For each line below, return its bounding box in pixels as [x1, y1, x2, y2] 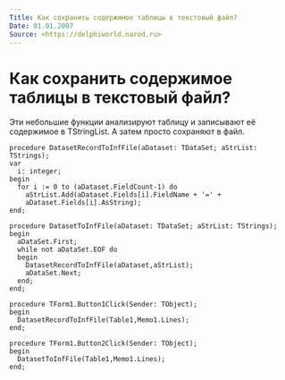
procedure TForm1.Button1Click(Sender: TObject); [9, 300, 198, 309]
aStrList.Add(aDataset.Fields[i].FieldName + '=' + [25, 190, 222, 199]
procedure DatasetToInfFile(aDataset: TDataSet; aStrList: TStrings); [9, 222, 278, 231]
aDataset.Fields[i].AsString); [25, 198, 142, 207]
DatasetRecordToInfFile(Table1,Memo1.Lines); [17, 316, 190, 325]
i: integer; [17, 167, 63, 176]
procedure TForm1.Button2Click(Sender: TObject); [9, 339, 198, 349]
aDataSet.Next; [25, 269, 82, 278]
